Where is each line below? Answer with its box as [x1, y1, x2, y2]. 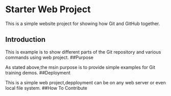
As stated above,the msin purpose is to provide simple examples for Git [5, 64, 156, 70]
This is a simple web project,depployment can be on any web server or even [5, 79, 166, 85]
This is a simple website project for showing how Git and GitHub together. [5, 20, 160, 27]
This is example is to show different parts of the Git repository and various [5, 49, 161, 55]
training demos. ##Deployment [5, 69, 70, 76]
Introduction [5, 35, 46, 44]
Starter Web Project [5, 4, 91, 15]
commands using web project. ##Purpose [5, 54, 93, 60]
